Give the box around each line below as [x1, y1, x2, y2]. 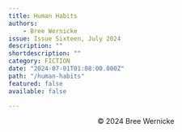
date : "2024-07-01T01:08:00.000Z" [8, 65, 125, 73]
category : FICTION [8, 57, 70, 66]
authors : [8, 19, 38, 28]
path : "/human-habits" [8, 72, 85, 80]
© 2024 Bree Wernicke [97, 117, 175, 126]
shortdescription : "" [8, 49, 82, 57]
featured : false [8, 79, 63, 87]
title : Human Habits [8, 11, 78, 20]
